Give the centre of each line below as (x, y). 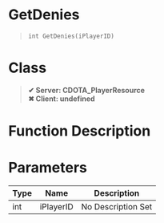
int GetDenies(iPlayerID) (71, 36)
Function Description (80, 131)
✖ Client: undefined (61, 99)
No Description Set (117, 207)
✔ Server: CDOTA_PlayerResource (86, 90)
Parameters (48, 168)
